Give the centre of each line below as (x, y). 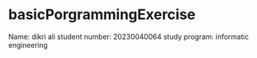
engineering (28, 44)
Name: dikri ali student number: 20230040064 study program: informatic (128, 37)
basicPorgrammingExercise (102, 15)
